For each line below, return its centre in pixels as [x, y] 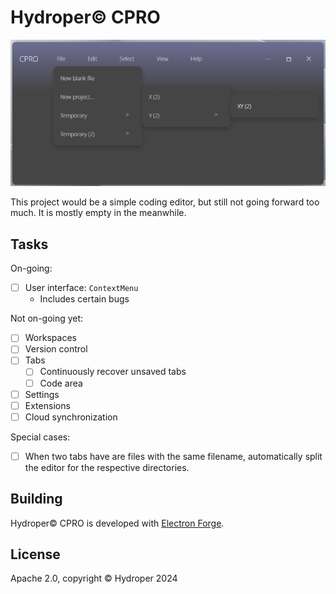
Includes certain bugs [84, 299]
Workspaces [50, 338]
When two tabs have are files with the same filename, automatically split [173, 456]
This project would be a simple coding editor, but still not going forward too [165, 202]
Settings [42, 394]
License [35, 554]
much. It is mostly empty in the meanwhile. [98, 213]
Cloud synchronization [71, 417]
